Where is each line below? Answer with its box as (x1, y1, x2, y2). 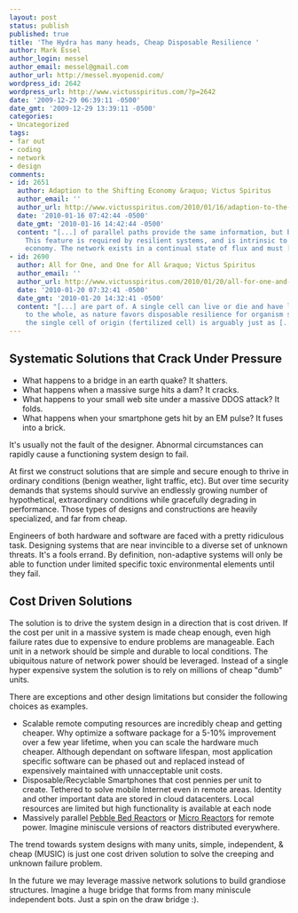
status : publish (9, 21, 69, 30)
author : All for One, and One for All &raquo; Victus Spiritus (17, 261, 255, 270)
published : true (9, 29, 69, 38)
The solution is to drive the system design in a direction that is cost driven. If (9, 617, 288, 628)
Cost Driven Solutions (9, 594, 133, 609)
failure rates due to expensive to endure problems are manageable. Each (9, 636, 275, 647)
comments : (9, 170, 46, 179)
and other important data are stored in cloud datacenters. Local (21, 793, 255, 804)
